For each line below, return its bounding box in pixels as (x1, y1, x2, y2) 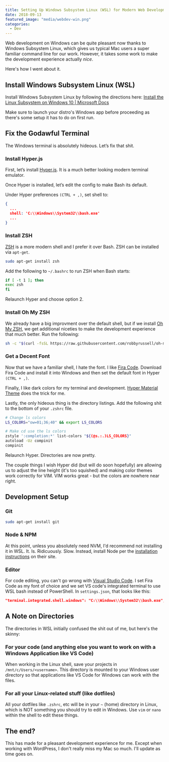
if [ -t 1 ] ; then (5, 277, 44, 283)
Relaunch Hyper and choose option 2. (5, 296, 84, 302)
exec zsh (5, 282, 24, 288)
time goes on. (5, 751, 34, 757)
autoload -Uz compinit (5, 438, 53, 444)
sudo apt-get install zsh (5, 259, 59, 264)
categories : (5, 21, 30, 27)
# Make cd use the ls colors (5, 429, 66, 434)
